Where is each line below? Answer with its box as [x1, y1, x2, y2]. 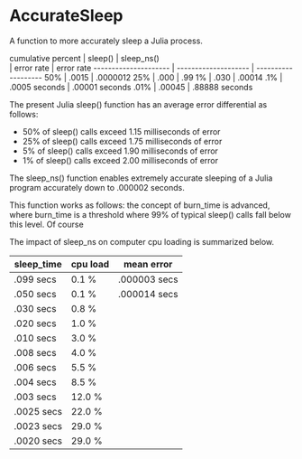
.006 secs [14, 361, 57, 373]
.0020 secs [14, 435, 63, 447]
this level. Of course [9, 219, 84, 229]
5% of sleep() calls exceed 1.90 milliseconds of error [22, 145, 219, 156]
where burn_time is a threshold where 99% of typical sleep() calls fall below [9, 209, 291, 220]
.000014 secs [117, 287, 178, 300]
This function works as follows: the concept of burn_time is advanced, [9, 200, 270, 211]
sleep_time [14, 258, 62, 270]
